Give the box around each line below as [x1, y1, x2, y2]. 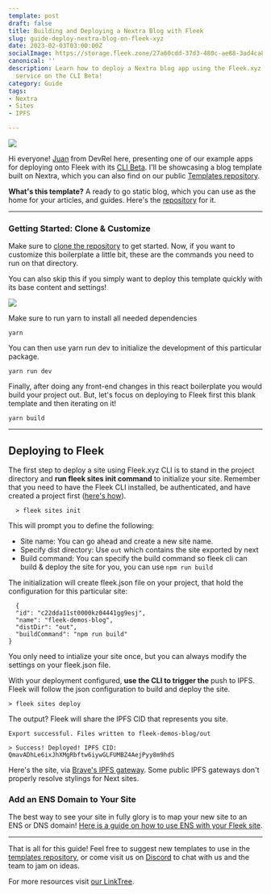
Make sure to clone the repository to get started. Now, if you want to [8, 241, 236, 251]
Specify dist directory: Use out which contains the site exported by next [19, 545, 259, 555]
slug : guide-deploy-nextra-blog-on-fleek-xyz [8, 34, 164, 43]
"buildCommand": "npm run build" [15, 631, 128, 639]
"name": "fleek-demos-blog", [15, 616, 114, 624]
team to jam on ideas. [8, 861, 81, 871]
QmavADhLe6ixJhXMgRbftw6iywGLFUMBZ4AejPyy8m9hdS [8, 751, 175, 759]
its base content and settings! [8, 283, 107, 292]
